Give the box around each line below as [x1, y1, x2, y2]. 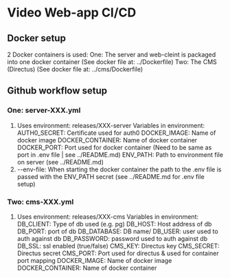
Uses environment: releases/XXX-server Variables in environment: [16, 121, 205, 129]
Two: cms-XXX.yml [7, 197, 74, 206]
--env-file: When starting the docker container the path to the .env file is [16, 165, 222, 173]
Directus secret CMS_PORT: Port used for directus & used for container [16, 249, 220, 257]
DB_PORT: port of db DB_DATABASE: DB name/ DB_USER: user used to [16, 227, 218, 235]
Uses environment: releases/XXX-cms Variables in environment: [16, 212, 199, 221]
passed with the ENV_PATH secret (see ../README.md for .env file [16, 172, 205, 180]
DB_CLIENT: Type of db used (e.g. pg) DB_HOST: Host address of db [16, 220, 212, 228]
